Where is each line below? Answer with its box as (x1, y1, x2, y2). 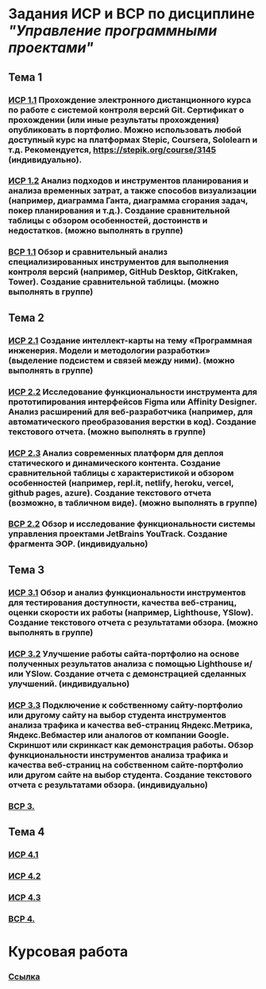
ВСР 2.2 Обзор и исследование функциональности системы (8, 519, 256, 530)
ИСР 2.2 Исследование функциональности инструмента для (8, 386, 258, 397)
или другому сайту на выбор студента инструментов (8, 709, 226, 720)
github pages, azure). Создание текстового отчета (8, 487, 212, 498)
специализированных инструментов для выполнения (8, 257, 229, 268)
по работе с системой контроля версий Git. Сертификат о (8, 104, 245, 116)
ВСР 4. (8, 913, 36, 924)
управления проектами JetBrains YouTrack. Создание (8, 528, 228, 540)
